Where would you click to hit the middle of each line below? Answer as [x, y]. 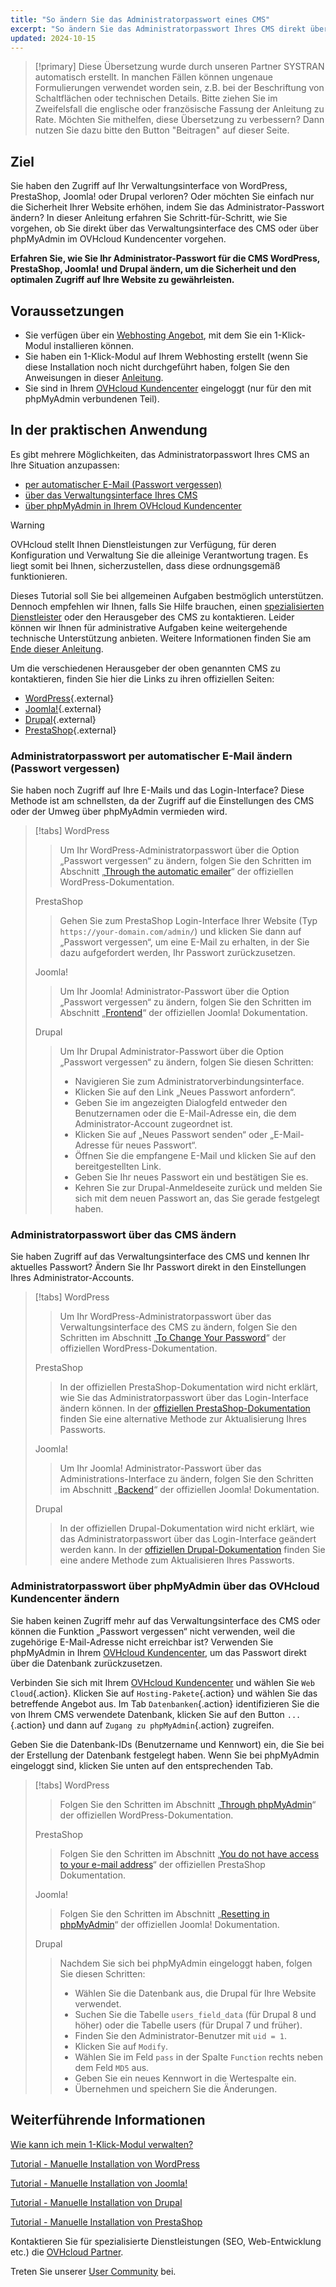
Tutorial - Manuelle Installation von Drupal [96, 2202]
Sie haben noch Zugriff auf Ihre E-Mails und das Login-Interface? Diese [157, 790]
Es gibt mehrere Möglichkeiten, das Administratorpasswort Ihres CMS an [160, 454]
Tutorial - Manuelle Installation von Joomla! [99, 2183]
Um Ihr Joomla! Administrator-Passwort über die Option [174, 992]
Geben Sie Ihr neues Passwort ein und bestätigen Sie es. [191, 1177]
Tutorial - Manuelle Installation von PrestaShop [106, 2222]
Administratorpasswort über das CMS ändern [123, 1235]
